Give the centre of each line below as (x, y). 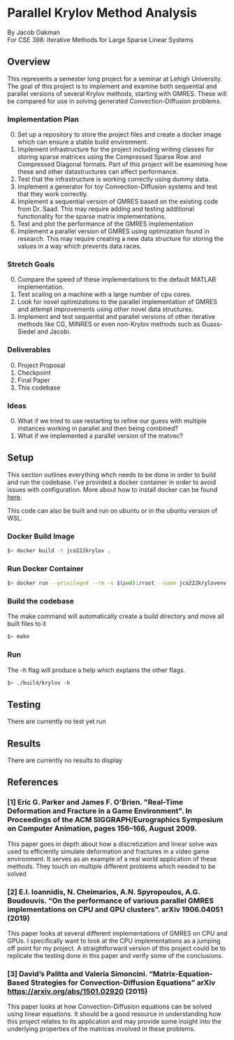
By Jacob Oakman (34, 32)
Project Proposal (41, 365)
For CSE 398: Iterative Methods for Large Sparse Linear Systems (100, 39)
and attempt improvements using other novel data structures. (105, 309)
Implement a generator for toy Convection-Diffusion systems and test (117, 186)
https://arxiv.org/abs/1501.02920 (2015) (78, 991)
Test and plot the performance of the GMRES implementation (105, 224)
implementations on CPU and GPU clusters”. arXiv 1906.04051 (115, 909)
